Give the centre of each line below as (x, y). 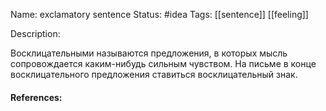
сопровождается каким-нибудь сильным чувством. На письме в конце (163, 63)
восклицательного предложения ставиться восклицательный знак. (154, 74)
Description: (35, 33)
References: (36, 97)
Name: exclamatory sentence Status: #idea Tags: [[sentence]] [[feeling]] (159, 14)
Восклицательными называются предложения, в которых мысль (149, 53)
